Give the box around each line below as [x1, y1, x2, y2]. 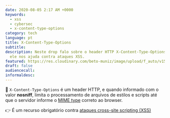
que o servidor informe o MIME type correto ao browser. [5, 97, 123, 103]
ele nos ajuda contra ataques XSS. [10, 54, 85, 59]
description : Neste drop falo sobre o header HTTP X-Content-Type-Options [5, 49, 166, 54]
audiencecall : [5, 68, 35, 73]
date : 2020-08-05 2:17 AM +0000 [5, 7, 73, 13]
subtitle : [5, 45, 26, 50]
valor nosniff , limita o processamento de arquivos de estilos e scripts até [5, 91, 157, 98]
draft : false [5, 63, 33, 68]
